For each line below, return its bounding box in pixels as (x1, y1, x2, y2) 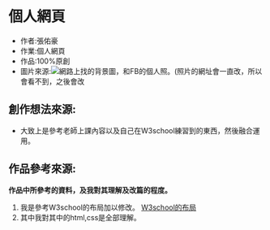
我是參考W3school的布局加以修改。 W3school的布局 (19, 202, 197, 212)
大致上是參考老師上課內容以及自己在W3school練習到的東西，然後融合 (19, 125, 254, 135)
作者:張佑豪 (19, 36, 58, 46)
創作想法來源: (8, 102, 77, 116)
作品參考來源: (8, 162, 77, 176)
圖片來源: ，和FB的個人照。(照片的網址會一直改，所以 (19, 66, 263, 76)
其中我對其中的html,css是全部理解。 (19, 212, 142, 222)
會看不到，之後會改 (19, 76, 85, 86)
